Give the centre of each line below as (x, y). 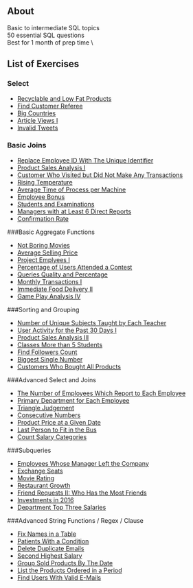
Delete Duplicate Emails (50, 548)
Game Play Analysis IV (49, 296)
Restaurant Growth (44, 485)
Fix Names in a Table (47, 534)
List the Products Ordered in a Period (69, 570)
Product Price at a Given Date (59, 422)
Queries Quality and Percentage (62, 274)
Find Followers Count (47, 352)
